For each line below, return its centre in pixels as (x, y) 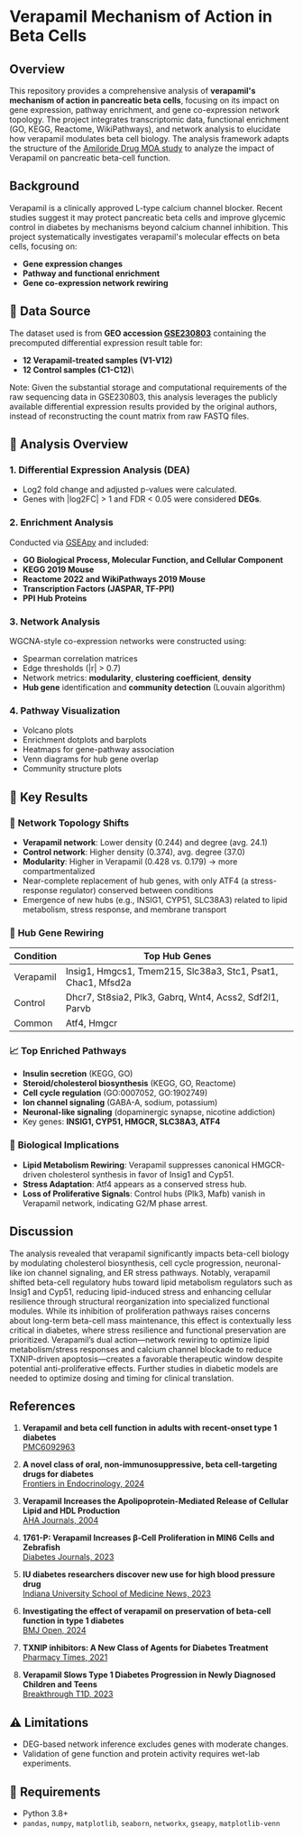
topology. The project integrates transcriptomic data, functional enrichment (149, 120)
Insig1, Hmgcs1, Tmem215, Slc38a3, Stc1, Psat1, (172, 972)
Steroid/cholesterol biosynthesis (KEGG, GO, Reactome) (129, 1084)
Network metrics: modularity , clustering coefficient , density (137, 678)
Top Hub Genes (178, 956)
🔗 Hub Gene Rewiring (57, 933)
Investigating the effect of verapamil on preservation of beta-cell (147, 1611)
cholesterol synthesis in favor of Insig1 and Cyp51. (141, 1174)
